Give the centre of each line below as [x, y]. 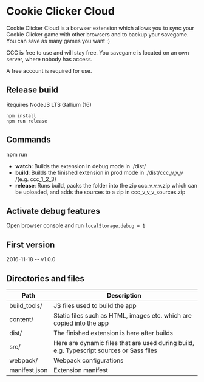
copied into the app [81, 323]
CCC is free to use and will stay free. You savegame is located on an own [98, 52]
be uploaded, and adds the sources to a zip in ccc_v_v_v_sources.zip [100, 192]
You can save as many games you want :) [58, 41]
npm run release [27, 121]
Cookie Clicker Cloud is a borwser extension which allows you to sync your [100, 28]
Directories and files [46, 278]
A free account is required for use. [49, 70]
